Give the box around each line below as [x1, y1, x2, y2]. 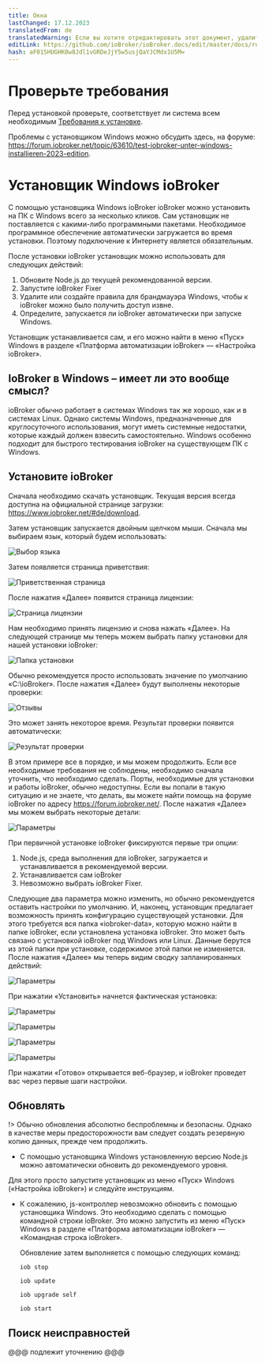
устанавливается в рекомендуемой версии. [19, 861, 169, 871]
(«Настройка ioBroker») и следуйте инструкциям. [8, 1184, 175, 1193]
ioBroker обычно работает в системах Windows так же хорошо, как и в [8, 405, 247, 414]
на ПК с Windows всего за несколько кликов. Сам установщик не [8, 211, 230, 220]
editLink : [8, 41, 41, 49]
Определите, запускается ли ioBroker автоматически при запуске [19, 309, 242, 318]
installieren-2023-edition [8, 148, 89, 158]
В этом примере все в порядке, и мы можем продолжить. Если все [8, 757, 237, 766]
